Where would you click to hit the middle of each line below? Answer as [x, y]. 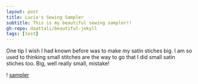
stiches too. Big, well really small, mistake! [58, 64]
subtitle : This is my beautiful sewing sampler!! [69, 23]
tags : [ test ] [22, 34]
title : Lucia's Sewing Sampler [45, 17]
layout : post [22, 12]
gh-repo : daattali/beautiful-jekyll [52, 28]
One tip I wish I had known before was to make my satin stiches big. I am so [99, 51]
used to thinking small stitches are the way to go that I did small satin [91, 57]
